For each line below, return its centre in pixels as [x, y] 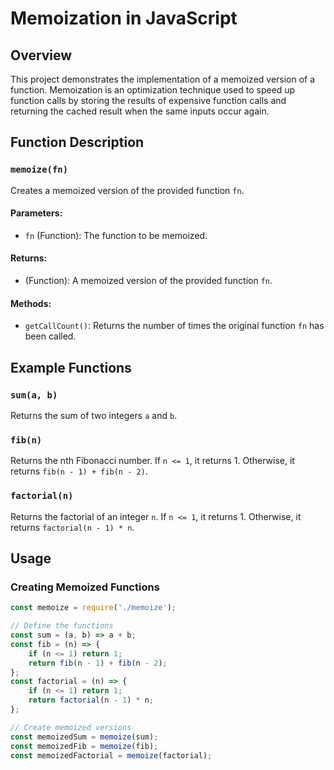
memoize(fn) [39, 170]
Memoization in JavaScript [124, 18]
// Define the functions [62, 626]
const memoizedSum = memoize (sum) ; [84, 737]
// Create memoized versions [71, 727]
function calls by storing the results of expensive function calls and [148, 100]
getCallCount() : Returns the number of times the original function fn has [174, 326]
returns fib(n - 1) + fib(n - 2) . [79, 471]
